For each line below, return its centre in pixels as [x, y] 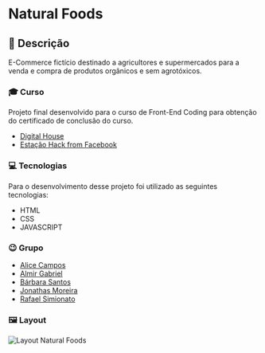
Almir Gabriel [41, 273]
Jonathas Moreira [49, 290]
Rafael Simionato [47, 299]
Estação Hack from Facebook [68, 145]
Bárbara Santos [45, 282]
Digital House [42, 136]
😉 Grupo [26, 248]
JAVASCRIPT [41, 227]
